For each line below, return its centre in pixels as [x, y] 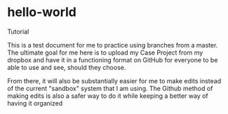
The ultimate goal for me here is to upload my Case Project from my [105, 52]
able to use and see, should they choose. [67, 67]
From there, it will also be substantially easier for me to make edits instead [114, 80]
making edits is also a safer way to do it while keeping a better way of [108, 96]
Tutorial [18, 31]
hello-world [42, 12]
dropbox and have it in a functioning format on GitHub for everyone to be [113, 59]
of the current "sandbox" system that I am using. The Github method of [110, 88]
